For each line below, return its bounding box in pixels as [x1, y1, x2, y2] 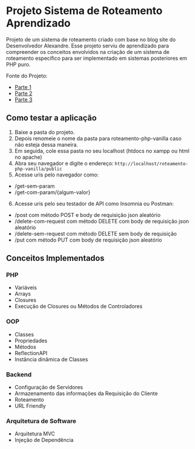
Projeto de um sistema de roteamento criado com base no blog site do [6, 36, 176, 43]
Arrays [14, 290, 31, 297]
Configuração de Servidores [14, 384, 83, 391]
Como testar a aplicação [6, 113, 97, 123]
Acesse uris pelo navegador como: [14, 171, 99, 178]
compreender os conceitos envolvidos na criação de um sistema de [6, 48, 170, 55]
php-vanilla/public [14, 166, 63, 172]
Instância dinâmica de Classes [14, 356, 88, 363]
